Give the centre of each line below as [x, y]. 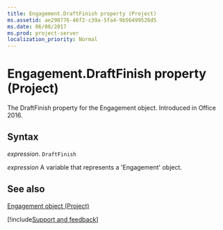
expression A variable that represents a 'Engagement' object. [95, 167]
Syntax [23, 137]
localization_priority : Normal [52, 40]
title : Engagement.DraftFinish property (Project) [82, 14]
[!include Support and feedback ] [53, 219]
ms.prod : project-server [43, 33]
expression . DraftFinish [42, 154]
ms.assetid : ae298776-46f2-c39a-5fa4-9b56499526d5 [82, 20]
